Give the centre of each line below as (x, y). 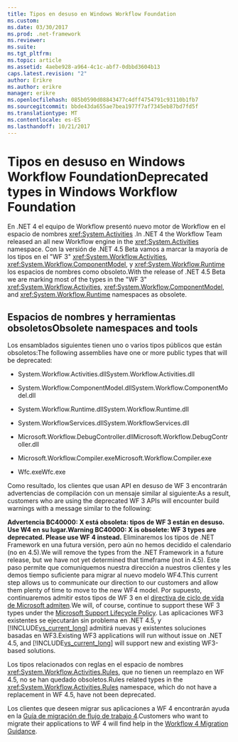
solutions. (42, 651)
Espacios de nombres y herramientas (92, 317)
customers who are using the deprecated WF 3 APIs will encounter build (113, 501)
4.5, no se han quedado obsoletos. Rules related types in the (95, 679)
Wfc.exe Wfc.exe (42, 472)
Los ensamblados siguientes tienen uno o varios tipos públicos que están (115, 345)
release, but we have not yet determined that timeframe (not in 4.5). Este (114, 560)
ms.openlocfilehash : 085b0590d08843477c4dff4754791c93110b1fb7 (103, 100)
